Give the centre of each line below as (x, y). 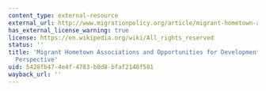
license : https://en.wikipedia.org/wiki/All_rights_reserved (111, 38)
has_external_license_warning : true (68, 30)
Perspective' (37, 60)
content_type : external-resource (63, 15)
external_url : (32, 23)
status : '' (26, 45)
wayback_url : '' (35, 74)
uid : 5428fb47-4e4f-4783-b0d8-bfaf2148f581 (81, 67)
